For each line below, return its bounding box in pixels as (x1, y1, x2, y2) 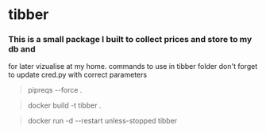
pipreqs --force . (27, 85, 83, 95)
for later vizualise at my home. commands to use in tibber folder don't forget (8, 62, 258, 71)
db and (8, 44, 36, 55)
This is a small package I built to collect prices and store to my (8, 34, 253, 45)
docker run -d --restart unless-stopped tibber (27, 116, 178, 126)
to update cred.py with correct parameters (8, 70, 148, 80)
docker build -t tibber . (27, 101, 102, 110)
